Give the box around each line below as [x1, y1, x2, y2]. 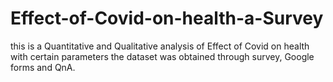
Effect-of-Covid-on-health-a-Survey [10, 7, 324, 30]
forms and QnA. [10, 61, 76, 73]
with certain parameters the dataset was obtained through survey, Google [10, 50, 315, 62]
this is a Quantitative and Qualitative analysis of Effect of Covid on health [10, 40, 310, 52]
